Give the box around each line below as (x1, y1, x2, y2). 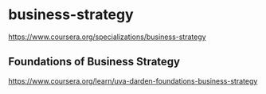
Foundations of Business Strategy (8, 55, 181, 69)
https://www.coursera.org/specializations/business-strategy (8, 32, 206, 41)
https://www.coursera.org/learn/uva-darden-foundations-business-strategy (8, 76, 258, 85)
